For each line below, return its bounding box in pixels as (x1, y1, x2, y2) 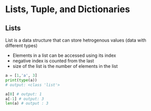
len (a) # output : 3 (5, 101, 49, 106)
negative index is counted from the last (12, 58, 94, 64)
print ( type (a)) (5, 78, 37, 83)
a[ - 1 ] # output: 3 (5, 96, 44, 101)
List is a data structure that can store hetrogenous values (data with (5, 37, 146, 43)
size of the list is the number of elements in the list (12, 63, 118, 69)
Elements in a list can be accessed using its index (12, 52, 117, 58)
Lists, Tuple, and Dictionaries (5, 4, 130, 15)
